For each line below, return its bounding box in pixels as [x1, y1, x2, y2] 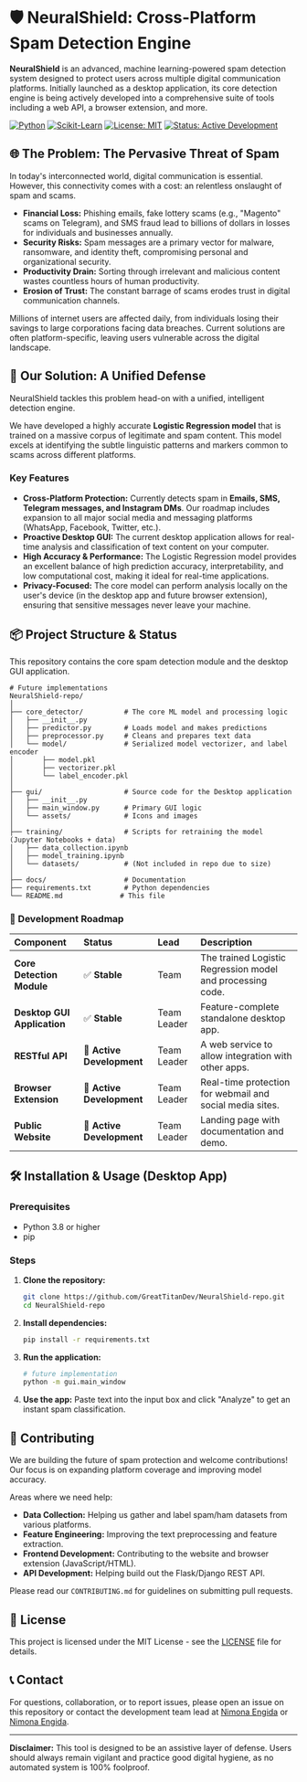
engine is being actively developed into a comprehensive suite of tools [9, 92, 275, 103]
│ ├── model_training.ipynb [9, 851, 125, 860]
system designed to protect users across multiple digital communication [9, 72, 281, 83]
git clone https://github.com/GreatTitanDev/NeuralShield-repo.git [22, 1292, 285, 1301]
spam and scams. [9, 189, 76, 201]
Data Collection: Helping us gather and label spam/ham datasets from [22, 1510, 288, 1521]
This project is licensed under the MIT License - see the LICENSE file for [9, 1636, 281, 1647]
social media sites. [200, 1098, 281, 1111]
